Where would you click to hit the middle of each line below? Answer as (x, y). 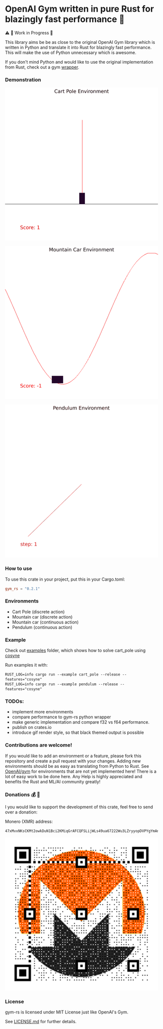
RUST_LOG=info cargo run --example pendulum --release (62, 684)
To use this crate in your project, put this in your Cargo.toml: (65, 579)
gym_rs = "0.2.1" (23, 589)
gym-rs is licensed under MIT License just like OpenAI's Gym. (67, 1012)
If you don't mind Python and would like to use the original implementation (79, 62)
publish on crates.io (32, 727)
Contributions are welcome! (39, 745)
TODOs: (15, 701)
